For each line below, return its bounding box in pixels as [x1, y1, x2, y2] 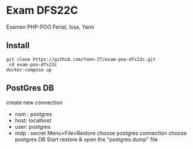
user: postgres [14, 123, 51, 130]
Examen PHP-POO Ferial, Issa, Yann [6, 23, 95, 30]
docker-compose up [6, 67, 52, 73]
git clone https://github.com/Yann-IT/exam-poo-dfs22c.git [6, 56, 156, 63]
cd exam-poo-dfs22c [8, 61, 58, 67]
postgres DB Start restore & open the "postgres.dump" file [14, 135, 158, 143]
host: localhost [14, 117, 52, 124]
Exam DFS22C [6, 4, 79, 17]
